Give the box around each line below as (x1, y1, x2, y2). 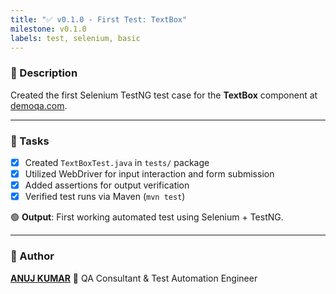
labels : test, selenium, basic (10, 33, 141, 43)
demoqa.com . (10, 99, 68, 111)
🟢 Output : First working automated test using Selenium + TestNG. (10, 211, 284, 223)
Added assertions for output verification (24, 179, 190, 191)
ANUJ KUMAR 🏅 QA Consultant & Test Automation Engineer (10, 272, 258, 284)
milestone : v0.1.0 (10, 24, 87, 34)
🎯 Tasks (10, 134, 50, 148)
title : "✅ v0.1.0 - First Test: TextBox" (10, 14, 188, 25)
